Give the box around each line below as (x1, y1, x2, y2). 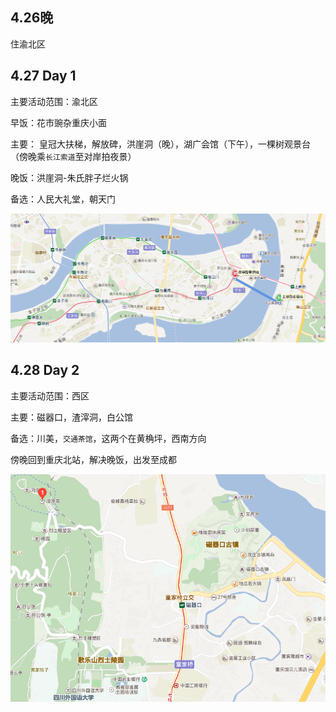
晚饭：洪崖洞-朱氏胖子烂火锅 (10, 171, 129, 183)
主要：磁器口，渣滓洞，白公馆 (10, 411, 133, 423)
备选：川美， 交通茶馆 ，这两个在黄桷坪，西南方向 (10, 432, 207, 444)
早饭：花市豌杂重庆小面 (10, 116, 107, 128)
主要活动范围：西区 (10, 389, 90, 402)
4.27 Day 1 (10, 68, 77, 85)
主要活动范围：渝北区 (10, 95, 98, 107)
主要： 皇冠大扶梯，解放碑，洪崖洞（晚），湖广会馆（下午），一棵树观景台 (10, 138, 311, 150)
